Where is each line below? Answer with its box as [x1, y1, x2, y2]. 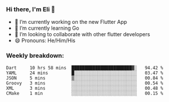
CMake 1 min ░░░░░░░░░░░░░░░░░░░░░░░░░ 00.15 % [6, 90, 164, 96]
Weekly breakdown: [6, 52, 64, 60]
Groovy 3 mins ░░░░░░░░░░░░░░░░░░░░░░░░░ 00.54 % [6, 80, 164, 86]
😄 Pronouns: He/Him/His [14, 37, 76, 44]
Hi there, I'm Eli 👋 [6, 5, 56, 13]
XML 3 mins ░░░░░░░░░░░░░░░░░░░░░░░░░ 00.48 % [6, 85, 164, 91]
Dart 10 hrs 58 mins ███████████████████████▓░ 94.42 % [6, 65, 164, 71]
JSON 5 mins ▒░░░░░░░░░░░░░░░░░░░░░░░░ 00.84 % [6, 75, 164, 81]
